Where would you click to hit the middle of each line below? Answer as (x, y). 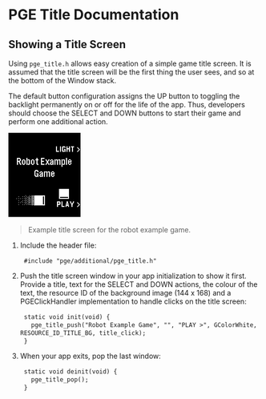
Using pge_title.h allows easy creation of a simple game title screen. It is (130, 63)
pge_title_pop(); (60, 380)
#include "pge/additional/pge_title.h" (90, 261)
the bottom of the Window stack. (62, 81)
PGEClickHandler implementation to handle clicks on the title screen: (133, 301)
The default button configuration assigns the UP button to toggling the (124, 96)
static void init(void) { (67, 317)
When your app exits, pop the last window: (91, 356)
